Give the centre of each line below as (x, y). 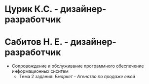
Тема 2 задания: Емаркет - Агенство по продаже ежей (77, 77)
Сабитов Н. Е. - (37, 42)
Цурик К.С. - (32, 9)
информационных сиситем (40, 71)
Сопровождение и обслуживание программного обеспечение (78, 66)
